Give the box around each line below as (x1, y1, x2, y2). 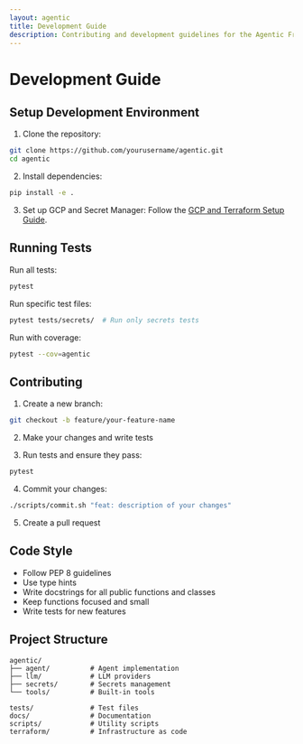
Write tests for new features (22, 606, 126, 617)
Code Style (9, 544, 73, 559)
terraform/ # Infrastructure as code (9, 727, 188, 736)
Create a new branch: (22, 398, 104, 409)
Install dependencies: (22, 171, 103, 181)
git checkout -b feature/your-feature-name (9, 416, 176, 425)
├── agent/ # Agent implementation (9, 664, 179, 673)
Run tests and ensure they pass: (22, 450, 142, 460)
